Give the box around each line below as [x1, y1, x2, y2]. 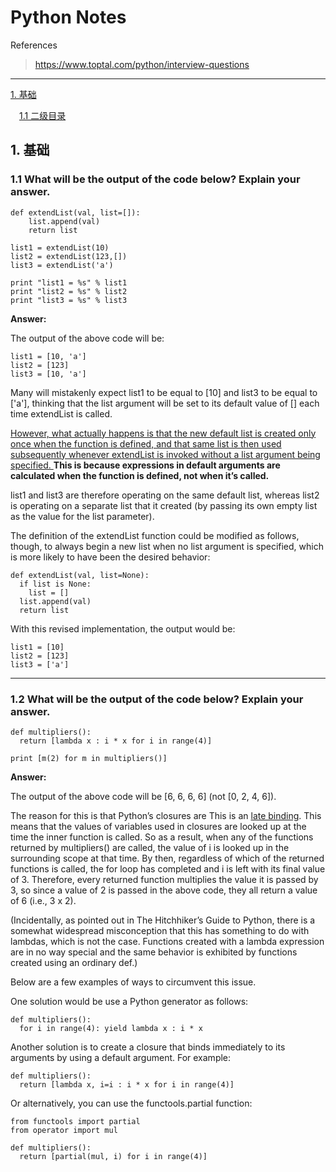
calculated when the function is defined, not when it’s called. [10, 469, 270, 481]
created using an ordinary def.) [10, 956, 138, 968]
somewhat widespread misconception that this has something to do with [10, 924, 310, 936]
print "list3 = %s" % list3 [10, 295, 128, 305]
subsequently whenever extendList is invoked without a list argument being [10, 448, 321, 460]
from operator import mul [10, 1125, 118, 1135]
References [10, 39, 58, 51]
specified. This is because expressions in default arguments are [10, 459, 281, 471]
